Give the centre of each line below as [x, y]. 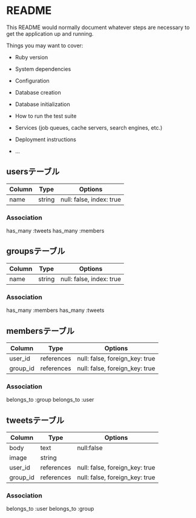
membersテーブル [40, 331]
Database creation [38, 92]
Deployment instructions [46, 139]
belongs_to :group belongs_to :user [50, 400]
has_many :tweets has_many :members [55, 231]
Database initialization [43, 104]
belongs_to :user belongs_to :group [50, 509]
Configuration [32, 81]
